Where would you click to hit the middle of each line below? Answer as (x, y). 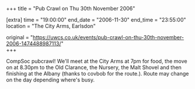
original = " (20, 37)
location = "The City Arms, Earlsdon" (51, 26)
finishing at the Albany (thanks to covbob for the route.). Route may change (97, 73)
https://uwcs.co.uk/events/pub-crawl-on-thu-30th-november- (108, 37)
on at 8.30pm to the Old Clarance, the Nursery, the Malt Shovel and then (94, 67)
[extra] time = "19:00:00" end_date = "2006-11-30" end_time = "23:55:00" (96, 20)
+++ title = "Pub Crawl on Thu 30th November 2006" (71, 8)
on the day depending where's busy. (51, 80)
